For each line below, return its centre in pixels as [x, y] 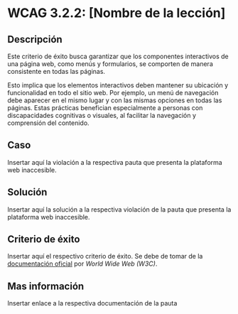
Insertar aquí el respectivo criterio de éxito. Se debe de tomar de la [105, 256]
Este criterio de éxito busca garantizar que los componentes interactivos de [118, 56]
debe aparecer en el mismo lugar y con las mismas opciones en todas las [115, 100]
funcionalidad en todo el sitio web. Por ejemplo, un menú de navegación [113, 93]
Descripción [35, 39]
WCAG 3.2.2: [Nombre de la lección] [117, 13]
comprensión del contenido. [49, 123]
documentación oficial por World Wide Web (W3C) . [82, 264]
